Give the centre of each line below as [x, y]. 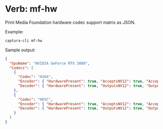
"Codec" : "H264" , [35, 77]
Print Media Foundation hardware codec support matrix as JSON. [70, 22]
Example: [14, 32]
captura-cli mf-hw [24, 40]
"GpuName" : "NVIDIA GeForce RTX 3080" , [50, 63]
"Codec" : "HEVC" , [35, 99]
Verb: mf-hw [31, 9]
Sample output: [20, 50]
